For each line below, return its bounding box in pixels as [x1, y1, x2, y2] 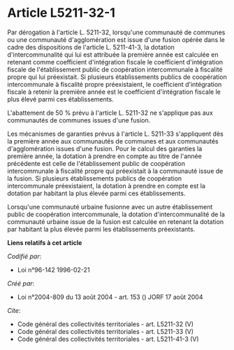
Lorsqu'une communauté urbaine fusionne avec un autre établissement [7, 202, 213, 211]
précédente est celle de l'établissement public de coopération [7, 159, 185, 167]
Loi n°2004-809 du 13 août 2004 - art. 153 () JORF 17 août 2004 [17, 293, 203, 301]
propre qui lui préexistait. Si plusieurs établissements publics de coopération [7, 72, 227, 81]
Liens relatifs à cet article [7, 238, 82, 246]
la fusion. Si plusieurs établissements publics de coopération [7, 174, 182, 183]
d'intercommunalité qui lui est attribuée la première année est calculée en [7, 50, 219, 59]
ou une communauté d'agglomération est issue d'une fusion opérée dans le [7, 35, 226, 43]
